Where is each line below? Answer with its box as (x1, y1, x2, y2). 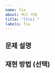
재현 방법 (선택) (5, 60, 50, 68)
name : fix (5, 7, 26, 13)
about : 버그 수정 (5, 12, 38, 17)
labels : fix (5, 21, 30, 27)
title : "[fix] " (5, 17, 39, 22)
